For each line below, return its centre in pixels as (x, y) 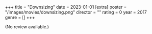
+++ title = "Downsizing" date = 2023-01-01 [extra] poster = (66, 7)
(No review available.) (27, 27)
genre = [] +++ (20, 17)
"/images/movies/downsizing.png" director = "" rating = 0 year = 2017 (76, 12)
